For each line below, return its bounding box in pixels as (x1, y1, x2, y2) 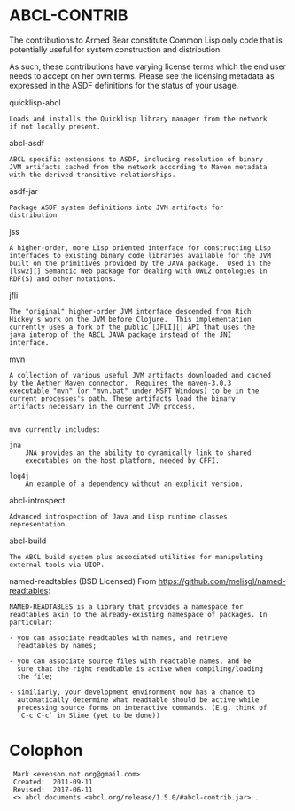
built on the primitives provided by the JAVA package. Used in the (9, 259, 272, 268)
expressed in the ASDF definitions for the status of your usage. (9, 80, 239, 90)
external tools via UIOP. (9, 560, 105, 569)
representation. (9, 519, 69, 528)
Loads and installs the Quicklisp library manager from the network (9, 114, 268, 123)
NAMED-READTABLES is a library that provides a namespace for (9, 602, 244, 612)
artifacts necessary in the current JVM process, (9, 402, 197, 410)
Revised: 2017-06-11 (12, 785, 93, 794)
